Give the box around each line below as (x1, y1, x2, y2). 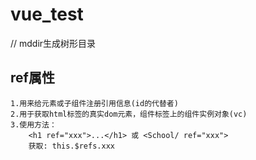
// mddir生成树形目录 (10, 37, 97, 49)
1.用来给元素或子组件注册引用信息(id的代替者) (10, 98, 179, 108)
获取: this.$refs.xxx (28, 141, 115, 151)
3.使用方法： (10, 119, 57, 130)
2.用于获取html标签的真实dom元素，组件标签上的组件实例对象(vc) (10, 109, 248, 119)
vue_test (10, 3, 84, 26)
